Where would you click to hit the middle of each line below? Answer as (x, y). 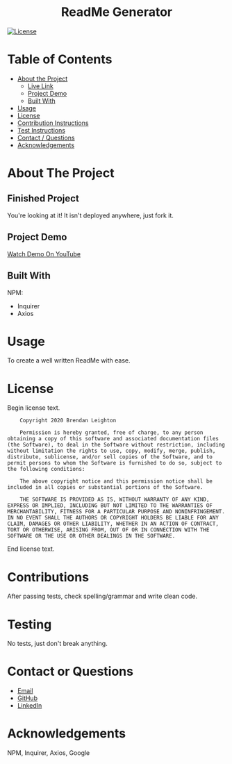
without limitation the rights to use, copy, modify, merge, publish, (111, 451)
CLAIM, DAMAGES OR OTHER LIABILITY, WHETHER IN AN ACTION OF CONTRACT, (113, 524)
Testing (30, 624)
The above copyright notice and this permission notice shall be (116, 481)
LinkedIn (30, 706)
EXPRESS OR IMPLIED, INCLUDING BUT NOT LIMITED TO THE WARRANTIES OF (110, 506)
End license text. (31, 549)
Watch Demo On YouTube (44, 254)
